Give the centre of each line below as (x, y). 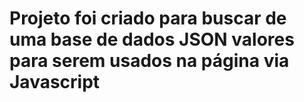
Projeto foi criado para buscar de (148, 18)
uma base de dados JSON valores (152, 39)
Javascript (55, 82)
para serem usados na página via (149, 61)
